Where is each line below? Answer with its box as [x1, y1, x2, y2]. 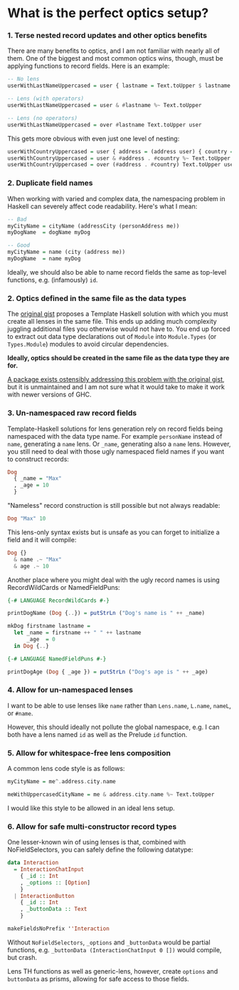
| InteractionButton [14, 892, 75, 899]
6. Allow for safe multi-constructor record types [7, 822, 177, 832]
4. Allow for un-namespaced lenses [7, 685, 134, 695]
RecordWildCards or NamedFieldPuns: [7, 583, 120, 591]
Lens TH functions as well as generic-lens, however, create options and [7, 966, 218, 975]
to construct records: [7, 454, 70, 463]
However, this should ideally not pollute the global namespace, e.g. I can [7, 723, 220, 731]
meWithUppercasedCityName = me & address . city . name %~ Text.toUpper [7, 790, 215, 798]
